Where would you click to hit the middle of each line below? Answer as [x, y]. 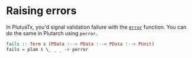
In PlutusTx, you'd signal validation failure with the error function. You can [96, 27]
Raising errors [41, 11]
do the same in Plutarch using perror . [52, 33]
